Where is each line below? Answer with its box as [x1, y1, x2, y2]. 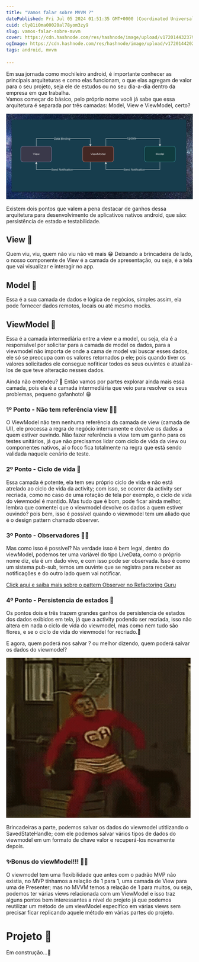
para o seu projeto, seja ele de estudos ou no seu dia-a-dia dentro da [6, 83, 176, 90]
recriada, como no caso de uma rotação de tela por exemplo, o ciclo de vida [6, 491, 192, 498]
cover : [6, 34, 23, 41]
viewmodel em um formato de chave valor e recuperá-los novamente [6, 836, 175, 844]
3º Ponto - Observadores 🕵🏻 [6, 531, 89, 539]
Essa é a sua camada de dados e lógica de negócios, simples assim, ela [6, 296, 182, 303]
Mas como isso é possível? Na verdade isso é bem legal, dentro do [6, 544, 169, 551]
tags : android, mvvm [6, 47, 57, 53]
